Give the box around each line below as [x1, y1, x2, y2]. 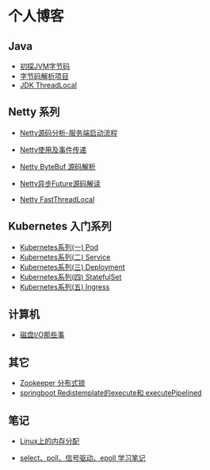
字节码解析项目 [19, 72, 69, 80]
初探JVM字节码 [19, 61, 71, 71]
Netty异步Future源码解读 [19, 178, 101, 188]
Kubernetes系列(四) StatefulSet [19, 272, 122, 282]
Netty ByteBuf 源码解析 [19, 161, 97, 171]
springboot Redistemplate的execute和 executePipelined [19, 388, 202, 398]
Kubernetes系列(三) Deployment [19, 262, 125, 271]
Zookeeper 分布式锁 [19, 379, 86, 388]
